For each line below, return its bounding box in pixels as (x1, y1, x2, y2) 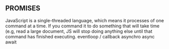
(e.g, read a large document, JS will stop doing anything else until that (5, 28, 153, 34)
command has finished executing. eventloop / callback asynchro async (5, 33, 155, 39)
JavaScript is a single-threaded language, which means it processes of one (5, 17, 164, 23)
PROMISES (5, 4, 41, 13)
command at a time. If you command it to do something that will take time (5, 23, 160, 29)
